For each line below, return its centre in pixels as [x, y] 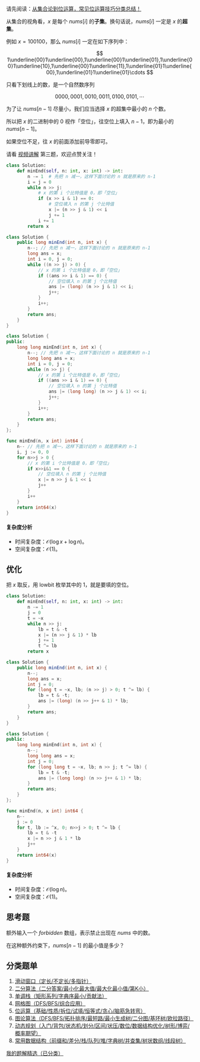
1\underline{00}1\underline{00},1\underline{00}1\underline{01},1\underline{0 [100, 59]
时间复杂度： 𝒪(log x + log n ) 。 [51, 541]
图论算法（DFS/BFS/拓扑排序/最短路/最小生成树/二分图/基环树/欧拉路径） [104, 1019]
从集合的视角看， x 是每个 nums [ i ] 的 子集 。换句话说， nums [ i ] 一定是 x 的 [94, 21]
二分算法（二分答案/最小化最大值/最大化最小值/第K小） [82, 989]
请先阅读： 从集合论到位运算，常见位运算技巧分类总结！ [74, 9]
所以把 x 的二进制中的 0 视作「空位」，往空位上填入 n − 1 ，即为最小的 [90, 121]
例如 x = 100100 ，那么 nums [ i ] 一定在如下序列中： [68, 41]
